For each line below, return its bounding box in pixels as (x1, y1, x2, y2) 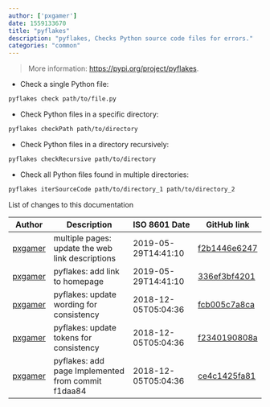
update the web (53, 242, 112, 253)
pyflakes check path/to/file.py (8, 95, 117, 103)
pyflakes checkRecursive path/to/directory (8, 154, 157, 163)
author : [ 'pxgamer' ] (8, 11, 78, 20)
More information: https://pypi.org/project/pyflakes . (27, 64, 199, 73)
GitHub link (206, 219, 250, 230)
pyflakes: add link (53, 265, 121, 277)
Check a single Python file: (19, 80, 109, 89)
